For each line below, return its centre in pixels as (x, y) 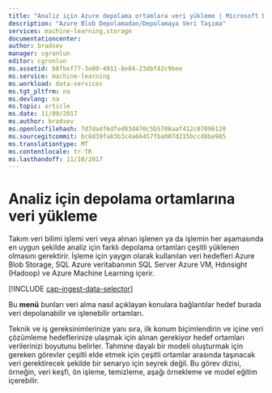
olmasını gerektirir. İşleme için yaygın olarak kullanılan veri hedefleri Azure (132, 256)
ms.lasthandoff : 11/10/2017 (56, 159)
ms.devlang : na (34, 99)
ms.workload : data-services (56, 83)
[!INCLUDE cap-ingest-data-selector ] (71, 289)
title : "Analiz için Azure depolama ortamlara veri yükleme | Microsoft (134, 16)
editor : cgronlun (38, 62)
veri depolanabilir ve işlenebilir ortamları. (76, 314)
